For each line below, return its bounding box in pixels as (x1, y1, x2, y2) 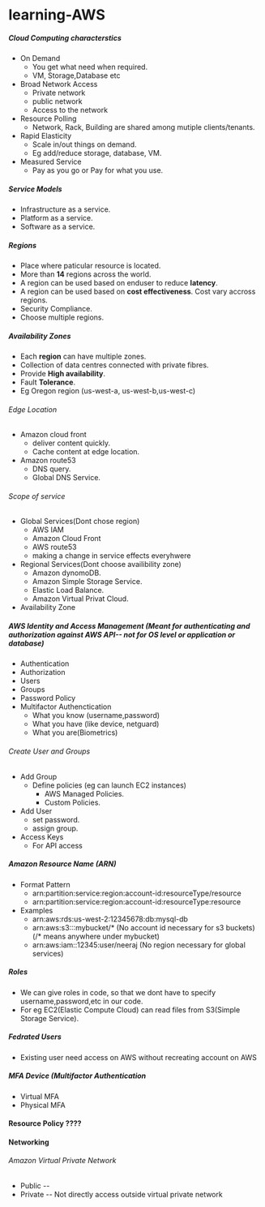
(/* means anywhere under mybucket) (32, 931, 160, 941)
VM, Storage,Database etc (32, 71, 121, 80)
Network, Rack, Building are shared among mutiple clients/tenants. (32, 122, 255, 132)
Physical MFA (19, 1100, 66, 1110)
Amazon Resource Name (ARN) (8, 859, 117, 869)
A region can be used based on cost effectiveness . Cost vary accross (19, 286, 256, 297)
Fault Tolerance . (19, 377, 75, 387)
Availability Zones (8, 331, 71, 341)
